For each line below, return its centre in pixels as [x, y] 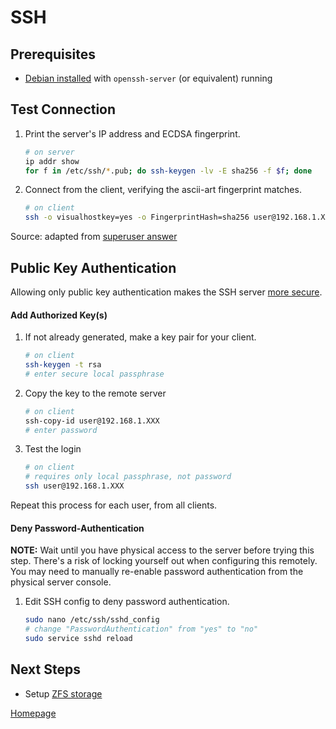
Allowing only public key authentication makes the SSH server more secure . [166, 292]
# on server [49, 152]
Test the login [53, 449]
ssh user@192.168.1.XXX [74, 486]
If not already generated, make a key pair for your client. [140, 337]
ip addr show [52, 161]
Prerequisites [53, 54]
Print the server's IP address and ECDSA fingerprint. [132, 133]
